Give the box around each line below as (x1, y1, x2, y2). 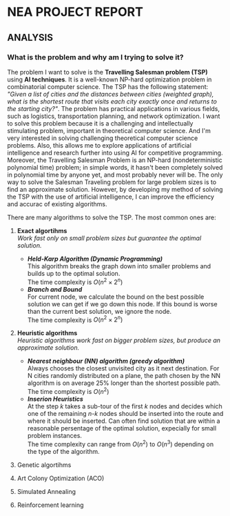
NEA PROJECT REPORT (7, 4, 143, 20)
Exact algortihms (17, 226, 67, 235)
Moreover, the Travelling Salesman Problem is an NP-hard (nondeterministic (7, 156, 222, 164)
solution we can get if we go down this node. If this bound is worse (27, 299, 218, 308)
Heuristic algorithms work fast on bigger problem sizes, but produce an (17, 336, 221, 345)
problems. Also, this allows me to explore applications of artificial (7, 141, 191, 149)
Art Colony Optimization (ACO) (17, 474, 105, 482)
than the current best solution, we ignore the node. (27, 307, 172, 315)
